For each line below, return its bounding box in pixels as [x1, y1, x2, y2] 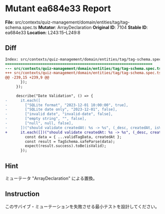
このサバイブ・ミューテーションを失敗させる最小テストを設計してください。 [5, 203, 160, 209]
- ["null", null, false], [5, 121, 74, 126]
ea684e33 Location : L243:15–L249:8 [5, 29, 81, 35]
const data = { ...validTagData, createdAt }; [25, 134, 122, 139]
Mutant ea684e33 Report [5, 3, 111, 14]
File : [5, 19, 14, 25]
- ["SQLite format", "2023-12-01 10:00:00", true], [5, 103, 129, 107]
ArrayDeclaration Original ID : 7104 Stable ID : [57, 24, 148, 30]
